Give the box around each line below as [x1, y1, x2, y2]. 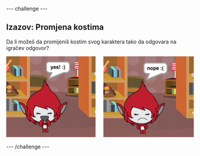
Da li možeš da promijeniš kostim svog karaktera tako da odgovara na [6, 38, 177, 45]
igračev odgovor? [6, 44, 49, 51]
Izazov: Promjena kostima [6, 22, 104, 32]
